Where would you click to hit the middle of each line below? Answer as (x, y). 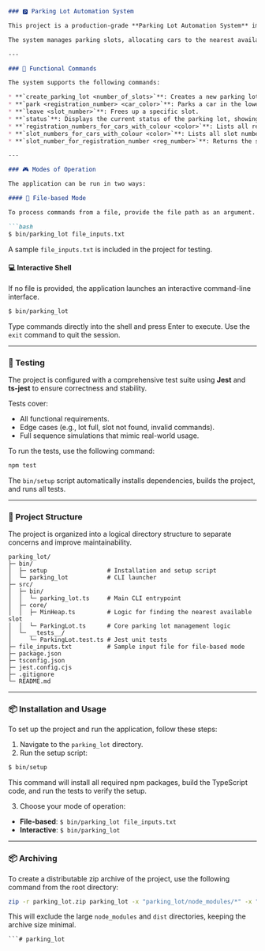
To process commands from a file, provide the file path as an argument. (132, 212)
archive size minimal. (42, 925)
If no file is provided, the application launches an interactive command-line (129, 288)
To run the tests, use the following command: (82, 451)
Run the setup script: (54, 753)
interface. (24, 296)
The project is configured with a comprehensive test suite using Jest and (127, 379)
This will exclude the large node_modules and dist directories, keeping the (127, 916)
